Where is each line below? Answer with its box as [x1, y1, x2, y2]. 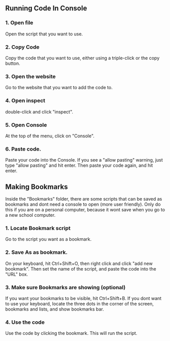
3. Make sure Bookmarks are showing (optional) [5, 284, 126, 291]
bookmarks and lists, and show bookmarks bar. [5, 306, 104, 312]
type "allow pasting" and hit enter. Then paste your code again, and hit [5, 162, 153, 169]
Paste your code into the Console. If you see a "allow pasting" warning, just [5, 157, 163, 163]
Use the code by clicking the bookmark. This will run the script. [5, 330, 138, 336]
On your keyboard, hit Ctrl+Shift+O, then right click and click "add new [5, 260, 153, 267]
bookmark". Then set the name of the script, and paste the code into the [5, 266, 156, 272]
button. [5, 60, 20, 66]
